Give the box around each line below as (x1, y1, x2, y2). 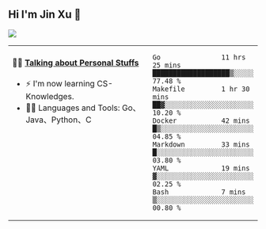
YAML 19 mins (152, 163, 250, 173)
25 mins (152, 60, 181, 70)
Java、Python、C (25, 114, 92, 125)
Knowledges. (25, 91, 74, 102)
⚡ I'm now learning (25, 78, 95, 90)
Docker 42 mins (152, 116, 250, 125)
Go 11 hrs (152, 52, 246, 62)
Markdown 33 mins (152, 139, 250, 149)
